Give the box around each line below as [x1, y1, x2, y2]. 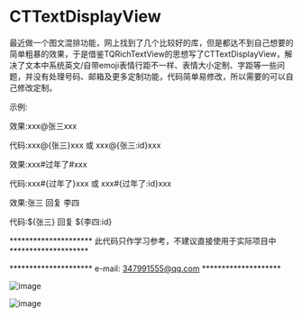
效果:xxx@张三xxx [9, 120, 78, 132]
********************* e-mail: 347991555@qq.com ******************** [9, 263, 281, 274]
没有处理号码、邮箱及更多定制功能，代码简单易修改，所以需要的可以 [32, 70, 286, 82]
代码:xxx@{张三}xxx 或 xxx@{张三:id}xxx [9, 140, 161, 150]
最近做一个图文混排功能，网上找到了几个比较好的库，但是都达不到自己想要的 [9, 37, 294, 48]
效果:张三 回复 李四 [9, 196, 79, 208]
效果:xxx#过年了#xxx [9, 159, 87, 169]
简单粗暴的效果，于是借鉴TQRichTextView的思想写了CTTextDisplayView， [9, 48, 285, 59]
